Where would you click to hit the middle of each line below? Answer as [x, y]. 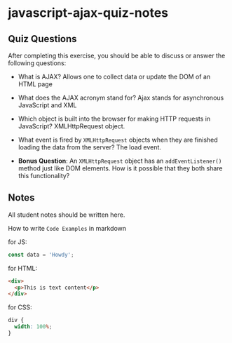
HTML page [35, 84]
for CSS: [20, 307]
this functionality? [44, 176]
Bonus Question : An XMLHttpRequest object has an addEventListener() [120, 161]
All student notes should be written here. [67, 215]
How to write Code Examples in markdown [67, 228]
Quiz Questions [42, 39]
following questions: [37, 63]
